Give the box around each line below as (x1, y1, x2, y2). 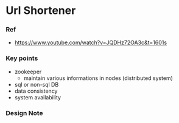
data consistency (14, 87, 58, 95)
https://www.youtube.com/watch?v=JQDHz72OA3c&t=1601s (14, 39, 167, 46)
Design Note (5, 108, 43, 117)
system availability (14, 93, 61, 101)
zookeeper (14, 68, 42, 75)
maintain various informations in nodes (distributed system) (23, 74, 173, 82)
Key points (5, 54, 38, 62)
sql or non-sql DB (14, 81, 59, 88)
